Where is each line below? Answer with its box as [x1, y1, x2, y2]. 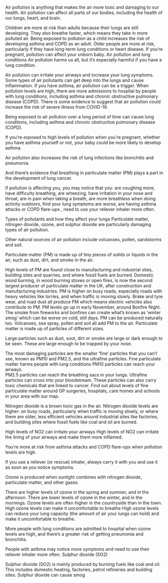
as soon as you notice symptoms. [5, 464, 75, 470]
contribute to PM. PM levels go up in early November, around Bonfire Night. [5, 304, 161, 310]
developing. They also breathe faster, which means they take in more [5, 30, 148, 36]
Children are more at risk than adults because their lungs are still [5, 25, 139, 31]
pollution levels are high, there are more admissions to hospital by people [5, 88, 156, 94]
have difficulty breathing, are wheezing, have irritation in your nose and [5, 190, 153, 196]
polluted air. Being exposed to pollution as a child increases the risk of [5, 35, 150, 41]
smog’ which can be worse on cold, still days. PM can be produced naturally [5, 315, 163, 321]
